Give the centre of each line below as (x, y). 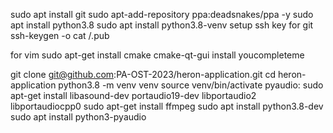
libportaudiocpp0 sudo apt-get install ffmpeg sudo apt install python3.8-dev (167, 106)
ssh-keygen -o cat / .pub (60, 35)
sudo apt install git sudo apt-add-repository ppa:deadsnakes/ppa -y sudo (162, 14)
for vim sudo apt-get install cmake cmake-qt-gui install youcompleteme (157, 55)
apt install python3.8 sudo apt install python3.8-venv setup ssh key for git (162, 25)
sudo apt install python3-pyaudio (78, 117)
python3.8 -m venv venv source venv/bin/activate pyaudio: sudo (191, 85)
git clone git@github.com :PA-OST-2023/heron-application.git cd (143, 74)
